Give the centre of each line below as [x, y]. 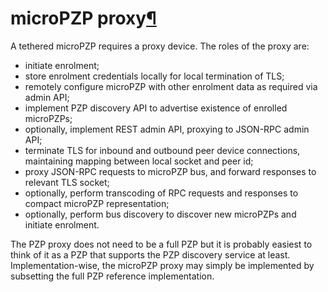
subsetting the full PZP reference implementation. [112, 276]
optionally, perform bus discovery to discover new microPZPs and [160, 214]
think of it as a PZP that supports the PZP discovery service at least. [150, 254]
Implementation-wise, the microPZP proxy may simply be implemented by [162, 265]
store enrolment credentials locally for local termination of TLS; [154, 76]
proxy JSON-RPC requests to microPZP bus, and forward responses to [170, 171]
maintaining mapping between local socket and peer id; [139, 161]
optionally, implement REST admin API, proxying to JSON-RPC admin [167, 129]
